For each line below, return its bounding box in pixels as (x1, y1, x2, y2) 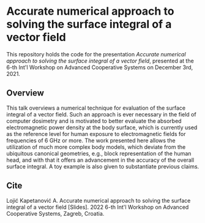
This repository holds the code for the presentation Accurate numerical (6, 50, 186, 58)
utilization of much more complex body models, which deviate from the (6, 143, 186, 151)
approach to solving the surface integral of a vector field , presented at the (6, 57, 194, 64)
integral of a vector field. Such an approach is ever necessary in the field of (6, 110, 197, 118)
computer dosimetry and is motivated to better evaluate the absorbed (6, 117, 182, 124)
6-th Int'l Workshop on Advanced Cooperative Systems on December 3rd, (6, 63, 193, 71)
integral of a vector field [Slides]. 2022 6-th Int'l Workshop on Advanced (6, 203, 189, 211)
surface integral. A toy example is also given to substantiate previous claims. (6, 162, 199, 170)
